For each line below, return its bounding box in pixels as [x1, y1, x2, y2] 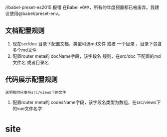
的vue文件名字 [12, 105, 42, 111]
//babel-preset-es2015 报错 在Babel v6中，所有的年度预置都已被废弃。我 [5, 4, 155, 10]
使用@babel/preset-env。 [9, 10, 63, 16]
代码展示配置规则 [5, 75, 58, 84]
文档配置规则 [5, 26, 45, 35]
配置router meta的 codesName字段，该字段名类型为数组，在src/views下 [12, 99, 161, 105]
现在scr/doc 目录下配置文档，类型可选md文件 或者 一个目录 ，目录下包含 [12, 40, 162, 46]
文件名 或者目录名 [12, 59, 49, 65]
